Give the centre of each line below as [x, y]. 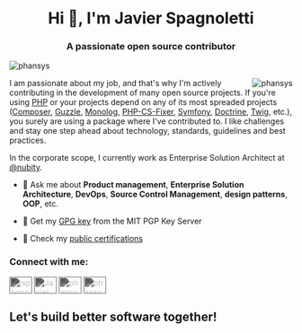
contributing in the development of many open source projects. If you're [142, 92]
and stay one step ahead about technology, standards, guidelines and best [147, 131]
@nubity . [26, 167]
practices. [28, 140]
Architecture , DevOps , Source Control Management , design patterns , [155, 194]
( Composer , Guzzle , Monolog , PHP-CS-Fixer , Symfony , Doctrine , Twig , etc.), [151, 112]
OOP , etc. [40, 204]
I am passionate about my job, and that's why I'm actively [115, 83]
